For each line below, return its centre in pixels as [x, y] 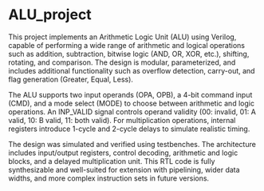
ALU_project [50, 15]
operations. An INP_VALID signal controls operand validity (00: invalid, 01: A [132, 111]
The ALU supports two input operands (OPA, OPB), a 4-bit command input [130, 94]
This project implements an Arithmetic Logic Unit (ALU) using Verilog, [122, 37]
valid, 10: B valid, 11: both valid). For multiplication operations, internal [122, 120]
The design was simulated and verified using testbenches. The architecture [132, 144]
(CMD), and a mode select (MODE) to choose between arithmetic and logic [132, 103]
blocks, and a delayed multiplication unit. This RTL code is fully [112, 161]
